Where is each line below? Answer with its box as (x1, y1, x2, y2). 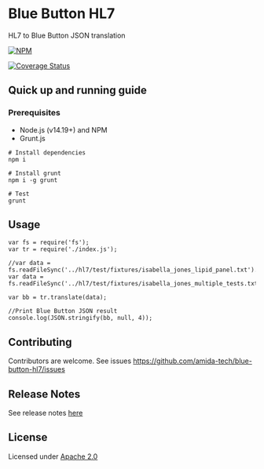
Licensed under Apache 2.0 (8, 452, 98, 461)
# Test (8, 190, 30, 198)
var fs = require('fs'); (8, 238, 90, 247)
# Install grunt (8, 169, 61, 177)
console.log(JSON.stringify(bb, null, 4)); (8, 314, 153, 322)
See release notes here (8, 409, 83, 418)
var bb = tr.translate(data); (8, 293, 108, 302)
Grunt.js (19, 133, 46, 143)
